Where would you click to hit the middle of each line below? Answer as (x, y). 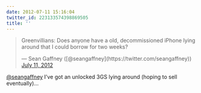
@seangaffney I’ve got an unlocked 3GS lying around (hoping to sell (92, 77)
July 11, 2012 (37, 65)
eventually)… (23, 83)
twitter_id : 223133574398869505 (47, 18)
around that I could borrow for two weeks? (75, 47)
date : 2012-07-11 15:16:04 (41, 12)
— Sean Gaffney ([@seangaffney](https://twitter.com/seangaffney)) (106, 59)
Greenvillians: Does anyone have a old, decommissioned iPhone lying (108, 41)
